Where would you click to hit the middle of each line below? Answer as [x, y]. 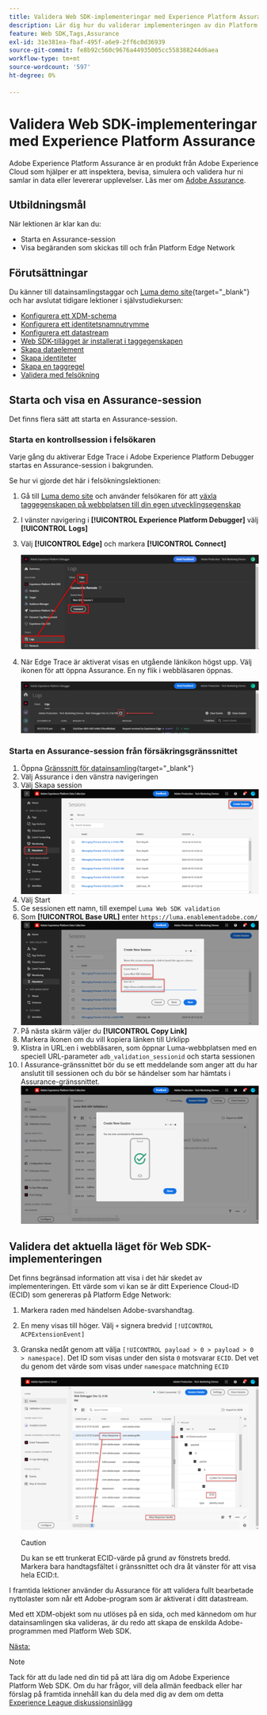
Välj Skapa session [51, 785]
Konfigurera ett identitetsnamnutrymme [85, 324]
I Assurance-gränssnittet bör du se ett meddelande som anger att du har [139, 1065]
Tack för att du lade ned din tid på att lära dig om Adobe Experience [120, 1678]
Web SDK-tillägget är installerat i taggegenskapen [101, 341]
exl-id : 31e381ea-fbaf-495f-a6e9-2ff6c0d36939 [87, 42]
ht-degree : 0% [32, 75]
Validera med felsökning [60, 375]
